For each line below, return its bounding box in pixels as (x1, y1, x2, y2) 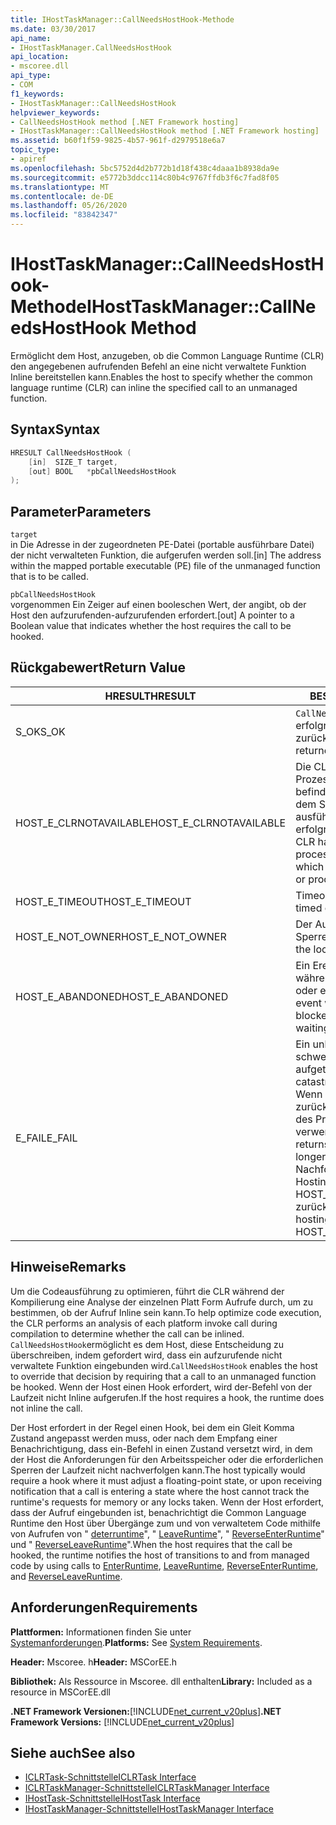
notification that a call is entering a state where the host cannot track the (10, 1485, 310, 1497)
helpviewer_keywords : (10, 107, 101, 118)
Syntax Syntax (10, 421, 101, 438)
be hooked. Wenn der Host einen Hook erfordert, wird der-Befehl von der (10, 1381, 313, 1393)
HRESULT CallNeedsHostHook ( (10, 447, 132, 458)
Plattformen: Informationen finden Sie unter (10, 1626, 192, 1638)
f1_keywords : (10, 89, 65, 99)
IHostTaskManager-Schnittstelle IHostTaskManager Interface (24, 1803, 274, 1815)
